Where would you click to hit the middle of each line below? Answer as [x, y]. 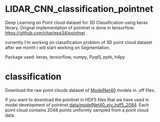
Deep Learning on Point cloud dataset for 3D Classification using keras [77, 22]
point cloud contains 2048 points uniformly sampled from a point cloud [77, 110]
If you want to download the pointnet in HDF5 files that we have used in [77, 100]
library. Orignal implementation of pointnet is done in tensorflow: [70, 27]
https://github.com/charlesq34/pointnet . [46, 33]
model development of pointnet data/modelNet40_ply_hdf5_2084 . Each [77, 105]
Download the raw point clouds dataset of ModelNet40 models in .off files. [80, 90]
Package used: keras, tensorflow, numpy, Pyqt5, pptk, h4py [65, 57]
